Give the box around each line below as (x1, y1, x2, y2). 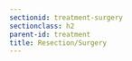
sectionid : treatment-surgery (9, 13, 124, 22)
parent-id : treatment (9, 30, 91, 39)
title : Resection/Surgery (9, 38, 107, 48)
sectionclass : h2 (9, 22, 75, 30)
